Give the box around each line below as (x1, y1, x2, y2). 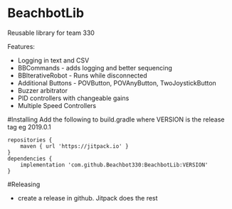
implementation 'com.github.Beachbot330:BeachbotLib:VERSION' (20, 161, 209, 168)
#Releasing (7, 180, 41, 188)
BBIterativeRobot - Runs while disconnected (17, 71, 147, 80)
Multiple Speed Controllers (17, 101, 97, 109)
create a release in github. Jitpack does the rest (17, 193, 158, 202)
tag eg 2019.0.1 (7, 122, 51, 131)
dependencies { (7, 155, 53, 162)
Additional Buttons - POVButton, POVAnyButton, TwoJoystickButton (17, 78, 217, 87)
